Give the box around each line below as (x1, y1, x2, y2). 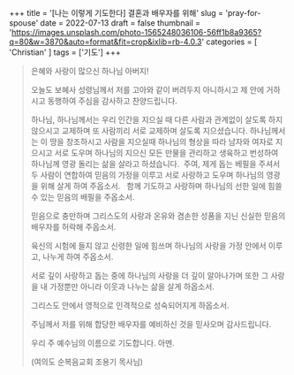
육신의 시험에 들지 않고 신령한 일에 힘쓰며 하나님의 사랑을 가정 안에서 (30, 241, 267, 250)
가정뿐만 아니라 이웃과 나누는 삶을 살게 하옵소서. (49, 281, 215, 292)
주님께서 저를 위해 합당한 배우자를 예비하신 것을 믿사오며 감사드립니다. (30, 319, 272, 329)
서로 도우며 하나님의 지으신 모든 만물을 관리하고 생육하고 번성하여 (54, 148, 279, 157)
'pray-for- (224, 8, 261, 18)
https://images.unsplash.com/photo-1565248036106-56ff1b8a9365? (11, 27, 262, 37)
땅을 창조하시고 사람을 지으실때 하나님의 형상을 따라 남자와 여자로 (49, 136, 274, 147)
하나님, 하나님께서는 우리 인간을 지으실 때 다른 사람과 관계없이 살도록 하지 (30, 114, 283, 125)
